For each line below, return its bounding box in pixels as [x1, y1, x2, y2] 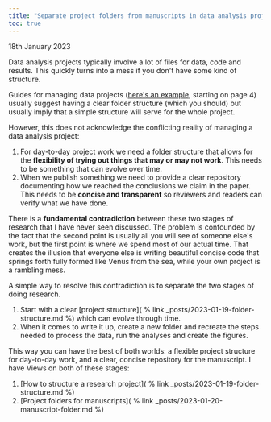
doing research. [8, 289, 61, 299]
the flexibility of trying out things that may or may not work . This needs [19, 155, 262, 165]
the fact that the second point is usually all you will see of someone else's [8, 230, 253, 240]
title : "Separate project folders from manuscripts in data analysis [8, 11, 248, 20]
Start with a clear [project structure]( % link [19, 304, 165, 314]
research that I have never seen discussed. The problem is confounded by [8, 222, 256, 232]
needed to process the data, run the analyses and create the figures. [19, 330, 248, 340]
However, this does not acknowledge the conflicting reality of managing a [8, 122, 253, 132]
